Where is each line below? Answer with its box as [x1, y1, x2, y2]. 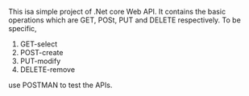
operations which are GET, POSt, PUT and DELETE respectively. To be [8, 15, 242, 25]
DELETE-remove [19, 65, 75, 74]
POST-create [19, 48, 64, 57]
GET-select [19, 39, 58, 49]
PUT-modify [19, 56, 61, 66]
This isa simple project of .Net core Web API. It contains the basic [8, 7, 226, 16]
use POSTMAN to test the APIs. [8, 80, 113, 90]
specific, [8, 24, 38, 33]
